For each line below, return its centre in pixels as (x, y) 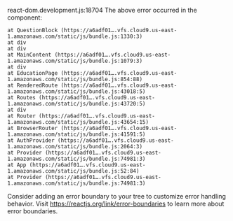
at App (17, 165)
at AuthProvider (31, 141)
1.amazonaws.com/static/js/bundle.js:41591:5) (76, 134)
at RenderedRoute (33, 85)
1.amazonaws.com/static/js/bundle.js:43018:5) (76, 92)
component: (25, 17)
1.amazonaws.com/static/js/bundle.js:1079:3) (75, 61)
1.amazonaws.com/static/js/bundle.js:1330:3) (75, 36)
